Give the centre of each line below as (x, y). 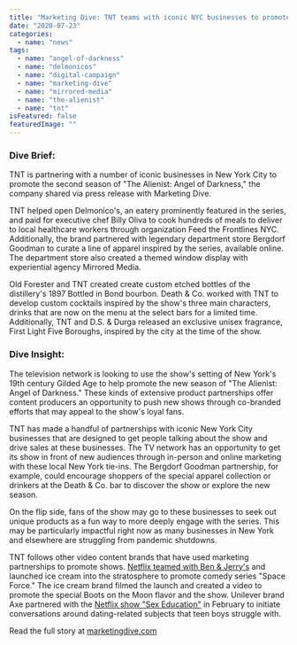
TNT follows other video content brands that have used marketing (129, 557)
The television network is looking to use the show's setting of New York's (143, 374)
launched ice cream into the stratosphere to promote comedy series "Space (147, 576)
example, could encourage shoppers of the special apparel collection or (140, 476)
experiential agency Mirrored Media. (75, 268)
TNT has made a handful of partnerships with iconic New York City (131, 428)
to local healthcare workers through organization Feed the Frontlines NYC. (145, 229)
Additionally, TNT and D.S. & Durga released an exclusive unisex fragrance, (146, 322)
